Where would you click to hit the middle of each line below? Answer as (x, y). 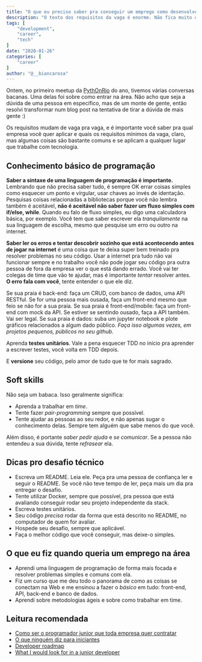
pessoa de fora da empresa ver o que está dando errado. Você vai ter (93, 269)
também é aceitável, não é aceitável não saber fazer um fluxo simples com (100, 206)
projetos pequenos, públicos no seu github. (60, 332)
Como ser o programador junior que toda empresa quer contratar (96, 633)
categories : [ (24, 57)
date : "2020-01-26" (31, 51)
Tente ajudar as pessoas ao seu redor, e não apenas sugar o (90, 419)
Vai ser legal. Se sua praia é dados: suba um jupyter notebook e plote (92, 319)
